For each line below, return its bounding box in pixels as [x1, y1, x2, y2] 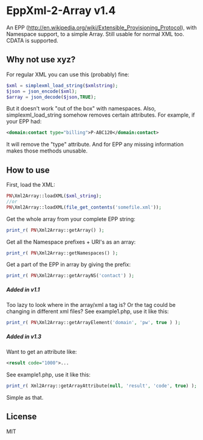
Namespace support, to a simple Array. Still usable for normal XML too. [6, 30, 184, 37]
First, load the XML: [6, 181, 56, 189]
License [6, 411, 37, 422]
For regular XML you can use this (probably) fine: [6, 71, 129, 78]
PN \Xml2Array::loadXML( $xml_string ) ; [6, 193, 102, 199]
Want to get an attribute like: [6, 348, 77, 356]
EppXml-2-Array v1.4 [6, 4, 116, 18]
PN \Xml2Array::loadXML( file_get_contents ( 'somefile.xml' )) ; [6, 204, 162, 211]
